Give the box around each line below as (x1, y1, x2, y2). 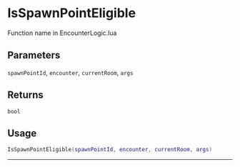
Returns (7, 89, 44, 101)
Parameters (7, 49, 61, 61)
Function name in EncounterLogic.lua (7, 29, 117, 37)
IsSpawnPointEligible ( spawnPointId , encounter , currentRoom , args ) (7, 146, 213, 153)
